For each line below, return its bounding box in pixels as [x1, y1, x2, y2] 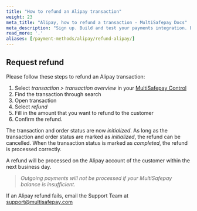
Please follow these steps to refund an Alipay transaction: [6, 73, 145, 80]
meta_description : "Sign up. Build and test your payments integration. [6, 25, 188, 31]
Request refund [6, 57, 64, 67]
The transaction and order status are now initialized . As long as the [6, 127, 168, 134]
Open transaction [14, 97, 57, 104]
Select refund [14, 103, 48, 110]
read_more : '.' [6, 30, 43, 36]
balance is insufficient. [20, 181, 76, 188]
